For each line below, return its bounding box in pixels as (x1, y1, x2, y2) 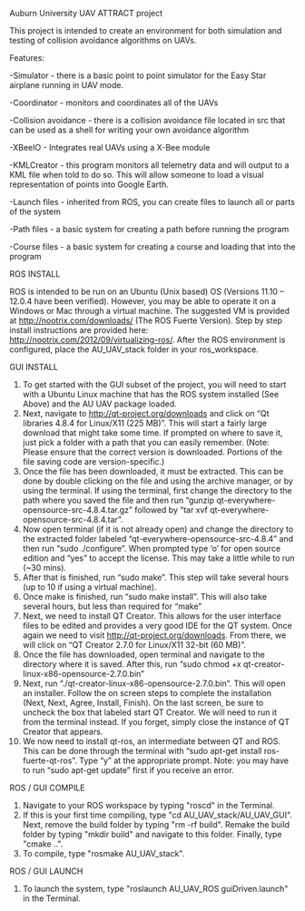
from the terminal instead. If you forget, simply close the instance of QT (22, 717, 290, 727)
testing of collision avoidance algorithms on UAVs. (9, 35, 197, 45)
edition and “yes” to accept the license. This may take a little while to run (22, 553, 295, 563)
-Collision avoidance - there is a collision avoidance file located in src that (9, 115, 286, 125)
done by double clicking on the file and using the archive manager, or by (22, 475, 293, 486)
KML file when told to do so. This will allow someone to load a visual (9, 170, 265, 180)
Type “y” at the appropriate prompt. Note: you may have (78, 755, 289, 766)
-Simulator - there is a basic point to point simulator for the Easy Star (9, 70, 267, 81)
